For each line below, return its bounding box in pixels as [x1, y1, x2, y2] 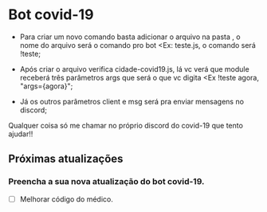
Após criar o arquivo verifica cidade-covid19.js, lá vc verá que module [19, 64, 249, 73]
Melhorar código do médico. [19, 194, 113, 204]
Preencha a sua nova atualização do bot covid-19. [8, 176, 205, 187]
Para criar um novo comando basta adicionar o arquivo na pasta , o [19, 32, 241, 41]
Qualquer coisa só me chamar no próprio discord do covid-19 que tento [8, 120, 243, 130]
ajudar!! [8, 129, 33, 139]
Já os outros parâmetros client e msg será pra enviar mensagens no [19, 96, 245, 106]
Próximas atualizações [8, 152, 124, 166]
